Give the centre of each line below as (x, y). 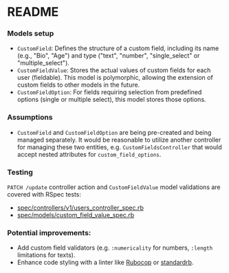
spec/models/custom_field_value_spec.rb (76, 215)
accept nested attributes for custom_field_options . (89, 154)
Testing (20, 172)
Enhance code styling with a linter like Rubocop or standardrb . (105, 263)
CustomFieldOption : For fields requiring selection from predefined (109, 92)
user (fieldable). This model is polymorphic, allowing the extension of (115, 78)
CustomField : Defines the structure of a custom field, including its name (118, 48)
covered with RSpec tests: (44, 195)
